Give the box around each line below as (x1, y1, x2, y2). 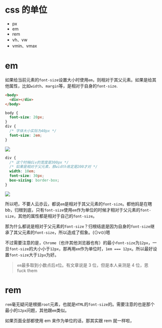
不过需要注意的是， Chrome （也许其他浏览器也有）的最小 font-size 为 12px (5, 240, 149, 246)
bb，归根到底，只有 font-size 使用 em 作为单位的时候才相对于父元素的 (5, 207, 141, 213)
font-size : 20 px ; (9, 115, 45, 120)
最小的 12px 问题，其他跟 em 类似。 (5, 307, 69, 313)
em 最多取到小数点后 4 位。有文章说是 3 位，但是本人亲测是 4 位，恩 (16, 262, 149, 268)
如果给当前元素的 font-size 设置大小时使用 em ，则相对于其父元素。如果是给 (5, 77, 152, 82)
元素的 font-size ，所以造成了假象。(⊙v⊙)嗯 (21, 229, 111, 235)
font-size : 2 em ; (9, 133, 42, 138)
